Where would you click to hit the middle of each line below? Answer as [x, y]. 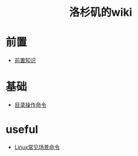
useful [22, 130]
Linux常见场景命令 [37, 147]
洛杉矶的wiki [101, 12]
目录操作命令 [30, 105]
